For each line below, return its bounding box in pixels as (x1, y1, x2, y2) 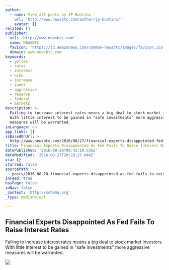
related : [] (5, 26, 30, 31)
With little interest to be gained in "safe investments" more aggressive (5, 244, 150, 250)
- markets (10, 101, 30, 106)
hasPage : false (5, 181, 37, 186)
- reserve (10, 92, 30, 97)
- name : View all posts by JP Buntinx (10, 12, 92, 17)
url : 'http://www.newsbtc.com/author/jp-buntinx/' (14, 17, 123, 22)
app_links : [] (5, 129, 35, 134)
